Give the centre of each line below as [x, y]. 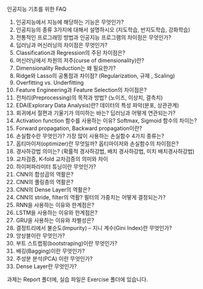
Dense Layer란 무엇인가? [46, 266]
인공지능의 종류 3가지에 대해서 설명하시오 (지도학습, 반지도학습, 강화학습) [103, 30]
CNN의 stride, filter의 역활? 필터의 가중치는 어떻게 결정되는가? [91, 197]
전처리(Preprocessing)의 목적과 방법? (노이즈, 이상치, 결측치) [89, 98]
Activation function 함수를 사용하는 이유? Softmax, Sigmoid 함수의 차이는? [106, 121]
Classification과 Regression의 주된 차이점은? [71, 53]
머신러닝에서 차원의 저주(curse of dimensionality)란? [80, 60]
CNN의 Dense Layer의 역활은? [53, 190]
